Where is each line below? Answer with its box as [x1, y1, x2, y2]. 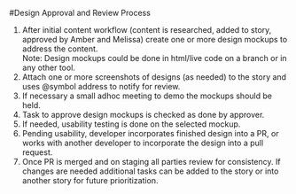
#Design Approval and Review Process [9, 8, 151, 18]
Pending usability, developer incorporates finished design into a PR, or [21, 128, 279, 138]
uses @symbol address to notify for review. [21, 81, 181, 91]
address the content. [21, 43, 98, 54]
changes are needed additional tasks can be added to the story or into [21, 166, 279, 176]
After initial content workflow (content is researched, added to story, [21, 25, 272, 35]
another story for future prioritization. [21, 175, 159, 185]
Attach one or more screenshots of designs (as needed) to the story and [21, 72, 286, 82]
